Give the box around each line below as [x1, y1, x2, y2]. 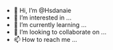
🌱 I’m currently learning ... [13, 21, 87, 28]
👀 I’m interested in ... [13, 14, 72, 22]
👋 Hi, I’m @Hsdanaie [13, 7, 72, 14]
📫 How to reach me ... [13, 36, 77, 43]
